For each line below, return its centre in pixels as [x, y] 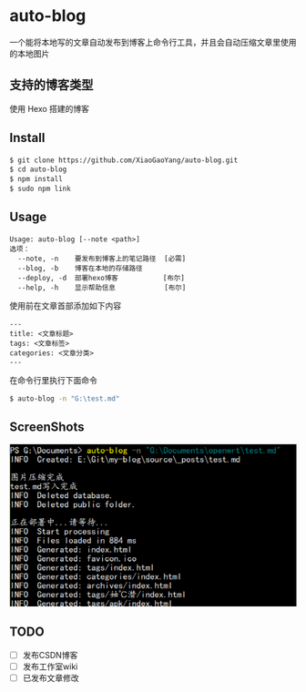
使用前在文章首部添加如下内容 [65, 305]
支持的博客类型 [51, 85]
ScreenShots [47, 427]
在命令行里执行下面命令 [53, 380]
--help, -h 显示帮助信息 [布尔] [102, 288]
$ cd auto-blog [38, 169]
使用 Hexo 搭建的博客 [49, 108]
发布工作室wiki [50, 667]
